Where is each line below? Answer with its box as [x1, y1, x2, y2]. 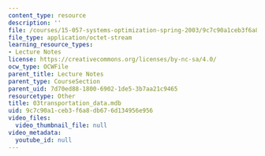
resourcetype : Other [8, 92, 77, 100]
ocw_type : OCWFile [8, 63, 69, 71]
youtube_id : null [15, 136, 73, 144]
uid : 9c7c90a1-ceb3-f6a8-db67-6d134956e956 [8, 107, 154, 115]
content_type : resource [8, 11, 87, 20]
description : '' [8, 19, 62, 27]
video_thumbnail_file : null [15, 121, 108, 129]
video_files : [8, 114, 51, 122]
